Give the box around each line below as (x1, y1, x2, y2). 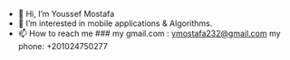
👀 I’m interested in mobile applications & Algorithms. (17, 18, 213, 29)
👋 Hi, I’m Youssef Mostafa (17, 9, 115, 19)
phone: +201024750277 (17, 41, 109, 51)
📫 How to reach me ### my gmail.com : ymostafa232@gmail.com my (17, 28, 281, 39)
